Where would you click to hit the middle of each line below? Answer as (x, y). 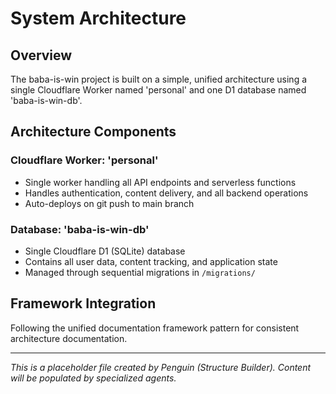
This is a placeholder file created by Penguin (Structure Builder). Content (161, 367)
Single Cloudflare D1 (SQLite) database (105, 251)
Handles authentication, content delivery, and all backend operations (166, 193)
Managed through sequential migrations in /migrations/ (140, 272)
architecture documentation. (69, 338)
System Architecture (98, 18)
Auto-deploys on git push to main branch (109, 203)
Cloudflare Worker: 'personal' (84, 160)
